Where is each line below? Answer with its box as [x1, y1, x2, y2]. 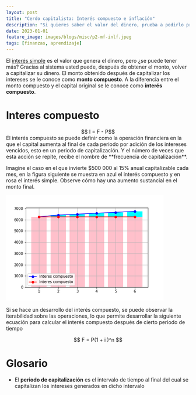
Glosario [6, 357, 48, 370]
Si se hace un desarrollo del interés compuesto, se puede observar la [6, 306, 173, 313]
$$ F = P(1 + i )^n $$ [73, 336, 123, 343]
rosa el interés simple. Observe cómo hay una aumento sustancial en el [6, 176, 178, 184]
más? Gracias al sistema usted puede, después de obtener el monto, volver [6, 63, 187, 70]
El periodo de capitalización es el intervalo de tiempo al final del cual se [14, 376, 188, 383]
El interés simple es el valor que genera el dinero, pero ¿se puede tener [6, 57, 177, 64]
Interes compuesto [6, 109, 100, 122]
